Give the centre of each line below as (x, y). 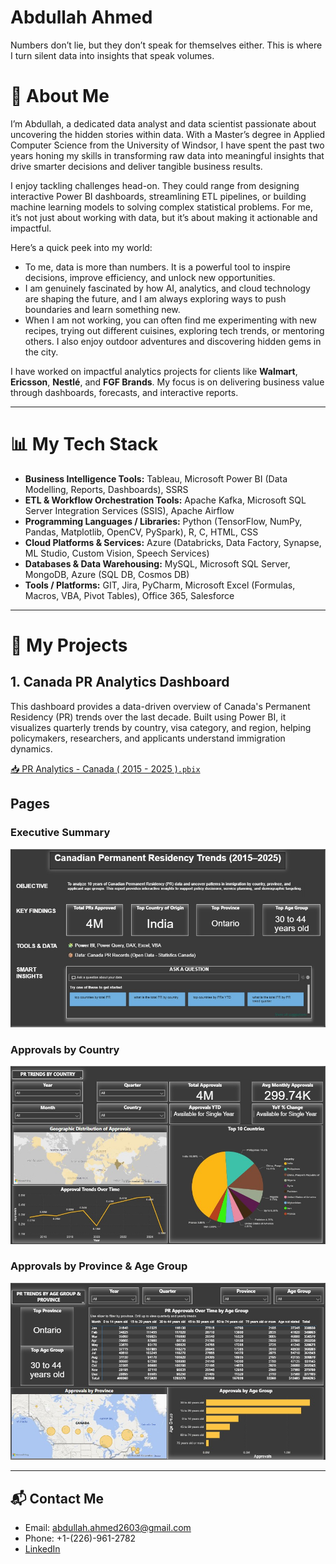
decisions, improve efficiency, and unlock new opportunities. (150, 277)
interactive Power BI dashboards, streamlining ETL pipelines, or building (158, 196)
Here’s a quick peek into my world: (81, 247)
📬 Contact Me (57, 1498)
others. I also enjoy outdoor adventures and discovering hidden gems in (173, 341)
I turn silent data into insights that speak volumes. (112, 55)
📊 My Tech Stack (84, 444)
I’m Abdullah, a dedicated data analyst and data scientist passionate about (163, 123)
